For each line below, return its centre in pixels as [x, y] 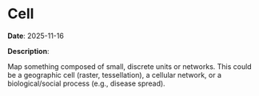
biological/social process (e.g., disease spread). [86, 83]
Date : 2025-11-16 [36, 36]
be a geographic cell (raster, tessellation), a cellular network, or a [114, 75]
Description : [28, 51]
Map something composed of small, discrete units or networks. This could [130, 66]
